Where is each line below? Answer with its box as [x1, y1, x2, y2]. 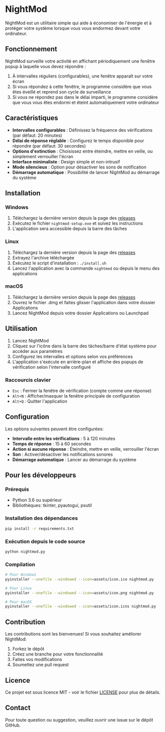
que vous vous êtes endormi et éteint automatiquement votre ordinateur [12, 99, 160, 105]
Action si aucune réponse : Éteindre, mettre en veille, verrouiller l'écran [12, 446, 159, 452]
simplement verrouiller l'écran [12, 153, 73, 160]
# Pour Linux [5, 585, 32, 591]
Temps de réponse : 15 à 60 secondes [12, 441, 92, 447]
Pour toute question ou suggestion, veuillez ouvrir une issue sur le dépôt [5, 717, 154, 723]
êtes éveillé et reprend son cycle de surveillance [12, 88, 111, 95]
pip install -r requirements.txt [5, 526, 74, 531]
